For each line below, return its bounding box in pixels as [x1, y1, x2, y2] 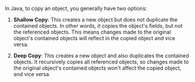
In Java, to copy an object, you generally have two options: [5, 5, 147, 12]
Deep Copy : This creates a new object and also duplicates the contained [13, 52, 189, 59]
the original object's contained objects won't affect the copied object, [13, 65, 182, 72]
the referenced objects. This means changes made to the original [13, 28, 172, 35]
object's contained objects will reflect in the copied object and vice [13, 35, 176, 41]
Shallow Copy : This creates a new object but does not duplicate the [13, 16, 178, 23]
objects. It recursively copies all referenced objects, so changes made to [13, 58, 189, 65]
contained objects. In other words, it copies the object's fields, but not [13, 23, 183, 29]
